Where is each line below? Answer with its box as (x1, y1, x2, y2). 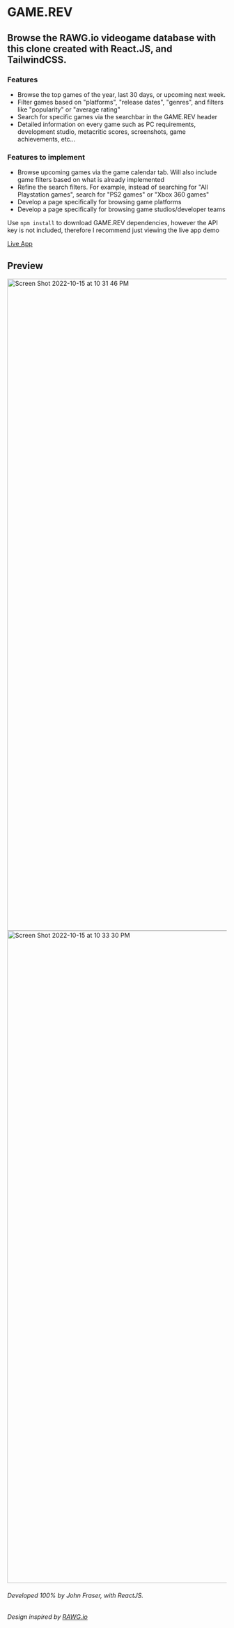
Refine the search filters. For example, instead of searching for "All (17, 183, 208, 192)
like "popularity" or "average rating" (17, 105, 120, 114)
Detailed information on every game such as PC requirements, (17, 120, 196, 128)
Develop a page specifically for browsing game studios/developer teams (17, 205, 226, 213)
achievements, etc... (17, 135, 76, 143)
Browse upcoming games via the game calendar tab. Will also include (17, 168, 217, 176)
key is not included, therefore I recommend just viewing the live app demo (7, 226, 220, 234)
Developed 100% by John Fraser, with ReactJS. (7, 1591, 144, 1599)
